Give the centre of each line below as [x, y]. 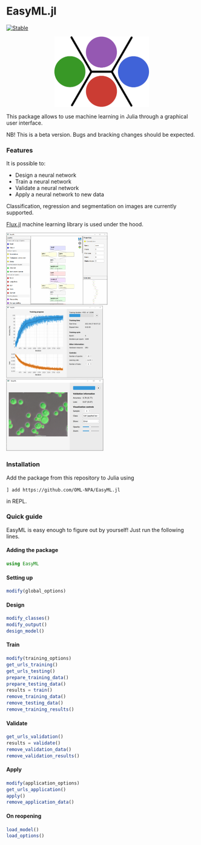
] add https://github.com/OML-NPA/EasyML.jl [63, 490]
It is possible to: [26, 163]
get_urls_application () [36, 789]
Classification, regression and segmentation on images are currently [91, 206]
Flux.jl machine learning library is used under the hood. [75, 225]
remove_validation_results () [43, 756]
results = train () [29, 690]
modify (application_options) [43, 783]
